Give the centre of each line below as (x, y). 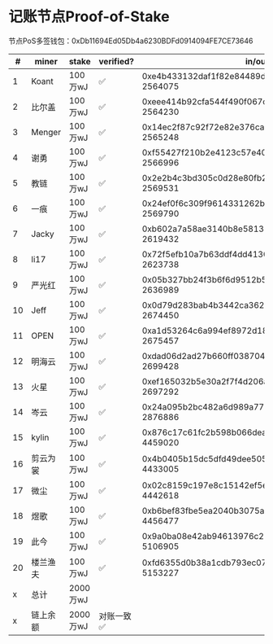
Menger (46, 132)
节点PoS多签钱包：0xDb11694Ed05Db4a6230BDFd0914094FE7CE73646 (131, 41)
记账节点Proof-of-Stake (89, 17)
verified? (116, 61)
